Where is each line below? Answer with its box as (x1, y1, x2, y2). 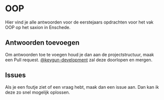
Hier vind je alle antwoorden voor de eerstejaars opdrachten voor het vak (5, 19, 154, 25)
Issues (5, 71, 26, 79)
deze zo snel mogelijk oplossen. (5, 89, 70, 95)
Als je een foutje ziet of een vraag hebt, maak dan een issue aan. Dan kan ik (5, 84, 159, 90)
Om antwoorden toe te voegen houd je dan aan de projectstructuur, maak (5, 51, 154, 57)
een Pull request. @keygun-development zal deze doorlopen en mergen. (5, 57, 153, 63)
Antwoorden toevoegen (5, 39, 80, 47)
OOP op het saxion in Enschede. (5, 24, 70, 30)
